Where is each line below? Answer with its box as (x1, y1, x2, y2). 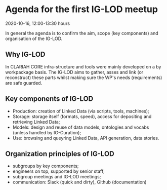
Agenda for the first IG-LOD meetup (5, 4, 158, 15)
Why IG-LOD (5, 50, 46, 59)
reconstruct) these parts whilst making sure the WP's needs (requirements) (5, 74, 162, 81)
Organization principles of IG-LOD (5, 149, 115, 158)
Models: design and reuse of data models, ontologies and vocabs (12, 124, 149, 130)
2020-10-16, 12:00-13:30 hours (5, 20, 70, 26)
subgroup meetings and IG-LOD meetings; (12, 174, 101, 180)
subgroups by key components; (12, 163, 79, 169)
